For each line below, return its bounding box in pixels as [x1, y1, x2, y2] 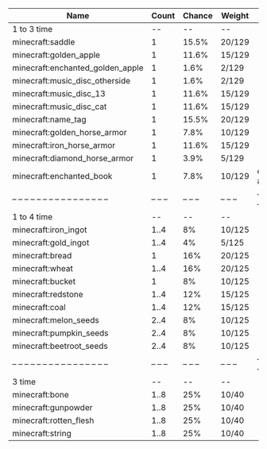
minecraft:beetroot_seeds [12, 341, 109, 351]
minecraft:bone [12, 389, 69, 400]
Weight [221, 10, 250, 21]
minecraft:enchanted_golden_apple [12, 63, 144, 73]
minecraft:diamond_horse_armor [12, 153, 134, 164]
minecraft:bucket [12, 276, 76, 287]
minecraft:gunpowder [12, 402, 93, 412]
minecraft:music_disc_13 [12, 88, 106, 99]
